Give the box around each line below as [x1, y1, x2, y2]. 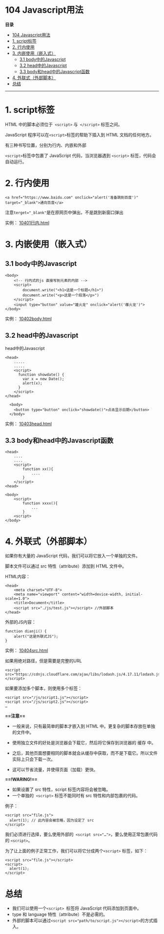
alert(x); [22, 381, 42, 386]
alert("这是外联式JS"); [14, 634, 59, 639]
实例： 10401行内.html [5, 219, 50, 225]
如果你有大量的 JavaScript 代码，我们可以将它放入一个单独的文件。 [5, 553, 141, 559]
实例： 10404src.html [5, 648, 48, 653]
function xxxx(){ [22, 501, 58, 506]
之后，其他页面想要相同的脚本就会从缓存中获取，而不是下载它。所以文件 [12, 750, 158, 756]
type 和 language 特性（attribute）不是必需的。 [12, 912, 108, 917]
